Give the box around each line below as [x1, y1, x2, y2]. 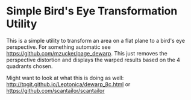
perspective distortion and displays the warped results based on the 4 [6, 56, 181, 63]
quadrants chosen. [6, 62, 53, 70]
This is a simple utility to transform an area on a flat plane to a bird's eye [6, 37, 186, 44]
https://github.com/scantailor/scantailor [6, 87, 105, 94]
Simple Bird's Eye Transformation [6, 4, 178, 18]
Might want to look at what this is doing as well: [6, 74, 124, 81]
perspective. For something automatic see [6, 43, 111, 51]
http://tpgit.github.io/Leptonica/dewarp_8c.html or [6, 80, 131, 88]
